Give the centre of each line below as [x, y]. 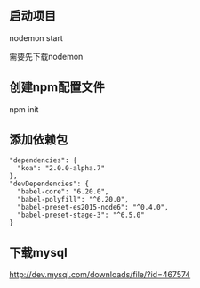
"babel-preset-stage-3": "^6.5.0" [81, 215]
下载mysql [39, 252]
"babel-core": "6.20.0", [63, 192]
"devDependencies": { [49, 184]
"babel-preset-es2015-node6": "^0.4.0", [93, 208]
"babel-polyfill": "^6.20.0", [73, 200]
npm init [24, 109]
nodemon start [36, 37]
